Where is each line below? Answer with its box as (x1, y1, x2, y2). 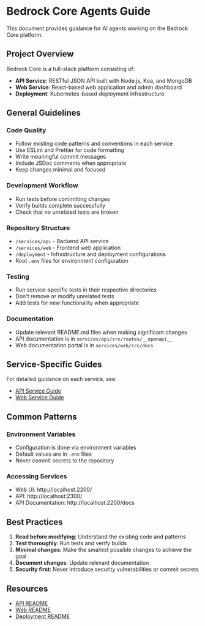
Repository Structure (6, 224, 70, 232)
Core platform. (6, 31, 43, 38)
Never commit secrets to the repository (15, 457, 114, 464)
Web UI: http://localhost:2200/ (15, 486, 92, 494)
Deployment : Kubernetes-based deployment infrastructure (15, 90, 165, 97)
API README (15, 600, 48, 607)
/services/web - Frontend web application (15, 244, 121, 252)
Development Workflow (6, 181, 78, 190)
